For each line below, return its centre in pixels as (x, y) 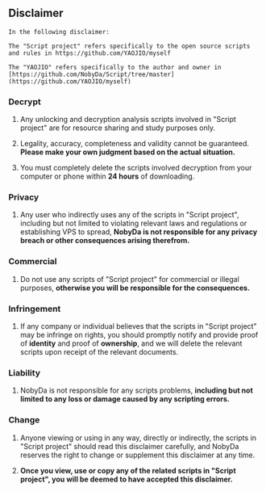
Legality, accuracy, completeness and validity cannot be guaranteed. (135, 144)
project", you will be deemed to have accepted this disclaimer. (127, 479)
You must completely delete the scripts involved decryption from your (136, 168)
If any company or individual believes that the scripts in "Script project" (138, 326)
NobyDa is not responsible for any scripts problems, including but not (137, 390)
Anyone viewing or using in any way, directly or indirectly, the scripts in (138, 437)
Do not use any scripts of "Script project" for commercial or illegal (129, 279)
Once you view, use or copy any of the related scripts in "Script (128, 470)
